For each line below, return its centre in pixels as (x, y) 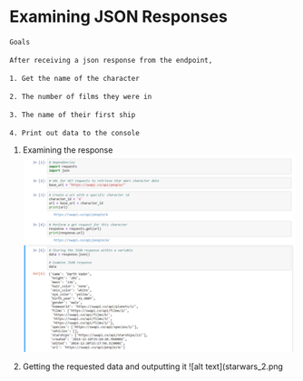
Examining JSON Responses (119, 17)
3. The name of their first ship (73, 115)
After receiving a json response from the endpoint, (111, 60)
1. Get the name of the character (75, 78)
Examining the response (68, 150)
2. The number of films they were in (81, 96)
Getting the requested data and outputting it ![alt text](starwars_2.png (153, 366)
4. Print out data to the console (75, 133)
